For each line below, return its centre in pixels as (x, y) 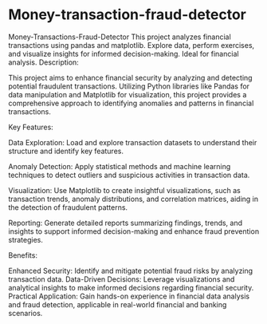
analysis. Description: (44, 62)
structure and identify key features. (66, 151)
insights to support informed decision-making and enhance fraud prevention (134, 231)
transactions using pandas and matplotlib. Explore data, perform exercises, (132, 45)
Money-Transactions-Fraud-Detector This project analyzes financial (120, 37)
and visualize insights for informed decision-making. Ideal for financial (124, 53)
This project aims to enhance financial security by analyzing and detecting (130, 77)
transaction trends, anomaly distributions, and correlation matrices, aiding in (133, 199)
